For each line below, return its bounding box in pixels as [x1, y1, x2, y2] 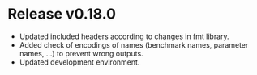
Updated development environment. [19, 57, 140, 67]
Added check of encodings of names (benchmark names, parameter [19, 40, 249, 49]
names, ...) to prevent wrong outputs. [19, 48, 143, 58]
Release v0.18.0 [7, 5, 117, 23]
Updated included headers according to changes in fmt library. [19, 31, 229, 41]
